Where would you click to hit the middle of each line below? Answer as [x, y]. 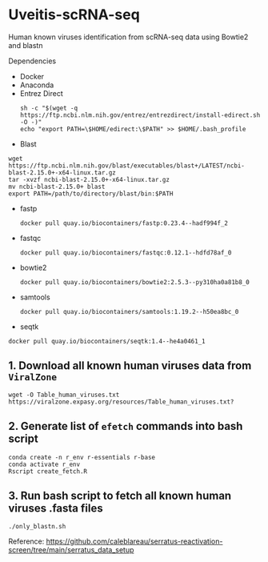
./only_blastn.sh [37, 527]
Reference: [26, 541]
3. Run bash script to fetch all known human [120, 495]
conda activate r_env [44, 464]
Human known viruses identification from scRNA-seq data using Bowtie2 [128, 37]
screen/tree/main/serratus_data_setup [71, 550]
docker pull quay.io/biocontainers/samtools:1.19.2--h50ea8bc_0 [129, 311]
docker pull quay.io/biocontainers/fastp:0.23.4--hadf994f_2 [124, 223]
